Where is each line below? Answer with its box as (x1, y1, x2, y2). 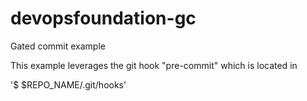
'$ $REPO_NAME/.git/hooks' (10, 78, 127, 91)
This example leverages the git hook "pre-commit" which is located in (10, 59, 298, 71)
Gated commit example (10, 40, 106, 52)
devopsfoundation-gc (10, 7, 197, 30)
